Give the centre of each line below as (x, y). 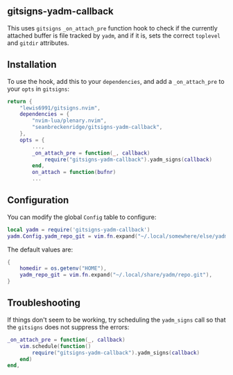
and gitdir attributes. (38, 43)
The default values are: (40, 250)
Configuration (38, 200)
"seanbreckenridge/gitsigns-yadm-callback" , (97, 128)
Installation (32, 65)
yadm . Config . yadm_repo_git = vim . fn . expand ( (72, 236)
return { (20, 101)
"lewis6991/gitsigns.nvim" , (60, 108)
